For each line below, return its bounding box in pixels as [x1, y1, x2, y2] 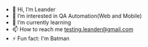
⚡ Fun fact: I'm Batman [12, 35, 70, 42]
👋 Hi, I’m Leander [12, 6, 56, 13]
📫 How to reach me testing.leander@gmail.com [12, 26, 133, 33]
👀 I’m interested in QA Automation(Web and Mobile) [12, 12, 142, 20]
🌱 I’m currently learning [12, 19, 72, 26]
